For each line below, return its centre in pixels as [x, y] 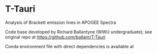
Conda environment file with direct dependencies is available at [69, 46]
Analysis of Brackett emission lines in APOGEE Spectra [61, 22]
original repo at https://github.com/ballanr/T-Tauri [55, 37]
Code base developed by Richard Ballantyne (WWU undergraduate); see [79, 32]
